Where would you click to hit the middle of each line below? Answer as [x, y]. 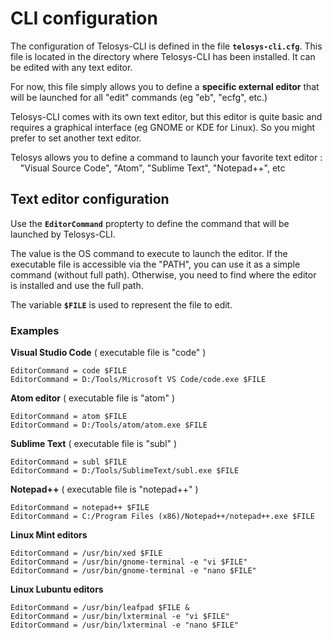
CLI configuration [84, 18]
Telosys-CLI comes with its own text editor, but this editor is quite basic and [166, 116]
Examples [35, 330]
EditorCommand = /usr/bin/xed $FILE [86, 553]
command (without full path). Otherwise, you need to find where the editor [163, 274]
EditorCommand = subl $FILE [69, 462]
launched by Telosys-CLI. [63, 234]
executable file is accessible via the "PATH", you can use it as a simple [155, 264]
